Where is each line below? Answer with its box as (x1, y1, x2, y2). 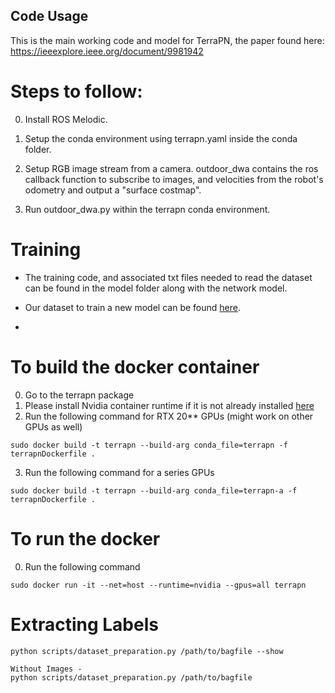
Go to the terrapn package (24, 389, 135, 401)
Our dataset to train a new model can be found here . (24, 301, 241, 313)
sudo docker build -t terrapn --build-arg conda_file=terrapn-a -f (10, 485, 298, 496)
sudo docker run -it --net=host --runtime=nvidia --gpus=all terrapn (10, 580, 307, 590)
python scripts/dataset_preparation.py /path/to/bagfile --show (10, 646, 284, 656)
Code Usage (10, 8, 89, 25)
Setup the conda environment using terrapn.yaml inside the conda (24, 132, 298, 144)
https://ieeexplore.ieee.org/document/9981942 (10, 45, 204, 57)
